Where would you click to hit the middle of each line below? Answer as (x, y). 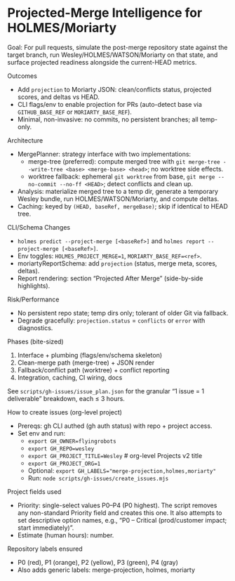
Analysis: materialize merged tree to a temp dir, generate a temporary (118, 191)
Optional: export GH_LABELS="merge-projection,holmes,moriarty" (122, 470)
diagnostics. (35, 327)
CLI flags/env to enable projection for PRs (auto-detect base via (109, 104)
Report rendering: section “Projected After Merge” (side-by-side (110, 278)
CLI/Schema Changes (39, 227)
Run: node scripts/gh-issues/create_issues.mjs (98, 478)
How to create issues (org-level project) (65, 412)
